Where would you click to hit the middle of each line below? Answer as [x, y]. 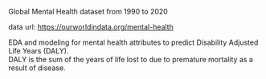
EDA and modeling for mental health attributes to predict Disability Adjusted [133, 42]
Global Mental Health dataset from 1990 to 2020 [88, 12]
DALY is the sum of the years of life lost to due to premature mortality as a [131, 59]
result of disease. [37, 68]
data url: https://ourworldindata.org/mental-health [91, 27]
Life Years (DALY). [39, 51]
